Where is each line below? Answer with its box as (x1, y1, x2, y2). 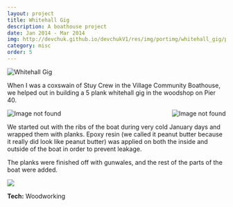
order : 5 (7, 49, 33, 56)
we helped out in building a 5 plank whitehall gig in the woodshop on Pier (7, 88, 216, 97)
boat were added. (7, 165, 58, 174)
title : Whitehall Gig (7, 17, 70, 24)
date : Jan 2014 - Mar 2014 (7, 29, 85, 37)
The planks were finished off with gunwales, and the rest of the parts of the (7, 158, 223, 166)
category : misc (7, 42, 51, 49)
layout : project (7, 10, 54, 17)
